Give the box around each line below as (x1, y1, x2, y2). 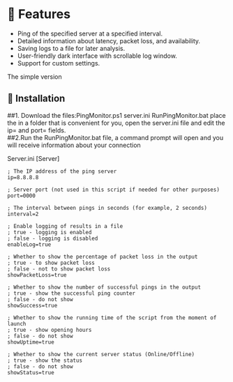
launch (7, 320, 27, 327)
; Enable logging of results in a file (7, 222, 123, 229)
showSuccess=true (7, 302, 58, 309)
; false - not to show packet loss (7, 265, 111, 273)
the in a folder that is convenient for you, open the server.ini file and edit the (7, 119, 225, 127)
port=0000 (7, 192, 36, 199)
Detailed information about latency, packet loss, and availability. (17, 36, 201, 45)
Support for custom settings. (17, 59, 100, 67)
